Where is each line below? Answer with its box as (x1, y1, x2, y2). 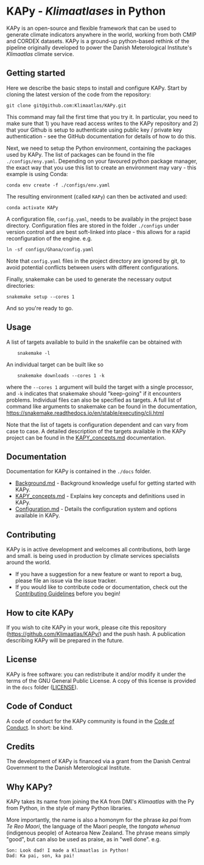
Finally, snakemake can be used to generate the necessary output (6, 276, 172, 283)
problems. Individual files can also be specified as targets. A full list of (6, 396, 182, 404)
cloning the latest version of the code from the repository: (6, 90, 151, 98)
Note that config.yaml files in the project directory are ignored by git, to (6, 257, 186, 265)
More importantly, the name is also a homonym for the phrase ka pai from (6, 816, 191, 824)
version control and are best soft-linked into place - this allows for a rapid (6, 228, 191, 235)
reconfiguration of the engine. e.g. (6, 235, 93, 242)
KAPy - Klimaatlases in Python (6, 4, 166, 18)
